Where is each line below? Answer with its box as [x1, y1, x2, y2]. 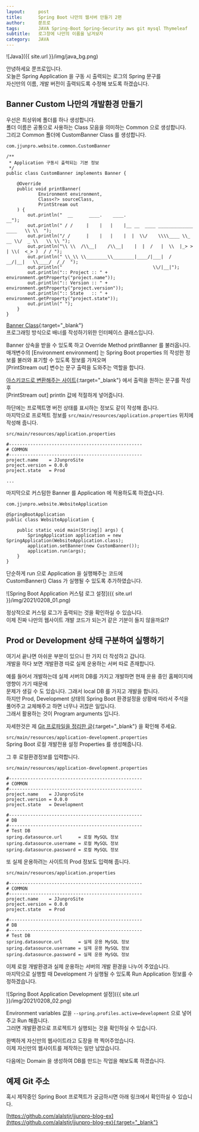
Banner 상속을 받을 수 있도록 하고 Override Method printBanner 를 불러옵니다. [6, 341, 191, 348]
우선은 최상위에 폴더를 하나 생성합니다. [6, 116, 95, 123]
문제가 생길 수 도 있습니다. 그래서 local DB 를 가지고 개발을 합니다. [6, 687, 160, 695]
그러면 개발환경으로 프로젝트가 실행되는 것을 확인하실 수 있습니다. [6, 1024, 158, 1031]
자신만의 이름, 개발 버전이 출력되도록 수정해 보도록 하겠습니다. [6, 80, 150, 87]
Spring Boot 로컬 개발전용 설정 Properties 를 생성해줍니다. [6, 741, 143, 748]
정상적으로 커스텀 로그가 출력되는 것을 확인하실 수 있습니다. [6, 609, 143, 616]
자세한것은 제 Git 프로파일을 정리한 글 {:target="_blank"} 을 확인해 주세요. [6, 723, 177, 730]
